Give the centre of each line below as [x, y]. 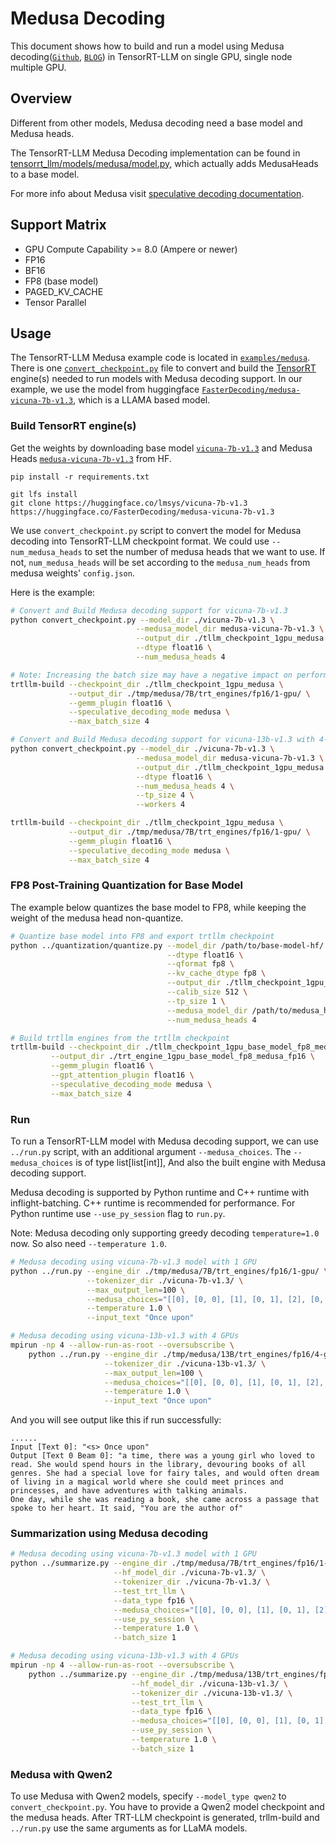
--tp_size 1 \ [196, 1001]
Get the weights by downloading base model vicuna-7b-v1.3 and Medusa [161, 448]
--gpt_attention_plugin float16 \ [122, 1075]
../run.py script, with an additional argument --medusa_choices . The [151, 1152]
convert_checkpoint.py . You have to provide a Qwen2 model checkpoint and [167, 1807]
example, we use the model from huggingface [105, 389]
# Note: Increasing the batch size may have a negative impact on [151, 675]
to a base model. [45, 174]
